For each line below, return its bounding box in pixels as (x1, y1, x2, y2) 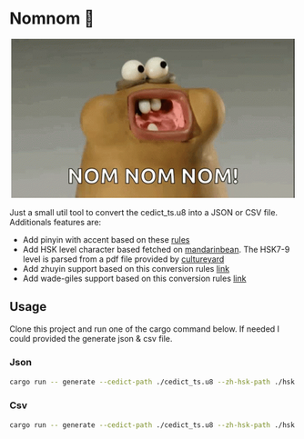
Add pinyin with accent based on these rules (22, 234, 190, 244)
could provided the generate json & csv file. (9, 333, 173, 344)
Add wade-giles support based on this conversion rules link (22, 273, 247, 284)
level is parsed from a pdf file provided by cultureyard (22, 254, 225, 264)
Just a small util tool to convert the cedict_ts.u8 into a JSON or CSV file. (9, 206, 279, 217)
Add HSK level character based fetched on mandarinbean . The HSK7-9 (22, 244, 290, 254)
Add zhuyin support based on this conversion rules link (22, 263, 230, 274)
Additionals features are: (9, 216, 102, 227)
